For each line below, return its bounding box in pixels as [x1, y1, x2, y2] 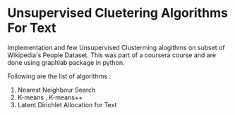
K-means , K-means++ [17, 93, 83, 102]
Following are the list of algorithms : [7, 72, 112, 80]
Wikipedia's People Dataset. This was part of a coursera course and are [7, 51, 217, 59]
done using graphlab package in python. [7, 58, 125, 66]
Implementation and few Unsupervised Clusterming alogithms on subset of [7, 43, 225, 52]
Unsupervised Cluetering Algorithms [7, 5, 228, 21]
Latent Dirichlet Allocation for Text [17, 100, 117, 109]
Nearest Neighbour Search [17, 85, 96, 94]
